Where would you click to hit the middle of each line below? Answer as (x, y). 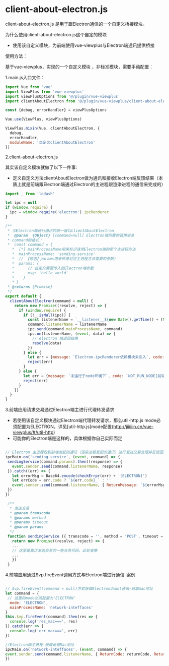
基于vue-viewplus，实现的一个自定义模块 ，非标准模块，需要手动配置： (79, 67)
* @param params (27, 527)
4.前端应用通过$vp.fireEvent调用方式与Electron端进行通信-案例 (70, 575)
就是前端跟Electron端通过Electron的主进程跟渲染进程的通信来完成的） (94, 184)
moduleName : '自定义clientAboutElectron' (53, 142)
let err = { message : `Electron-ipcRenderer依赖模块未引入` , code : (96, 357)
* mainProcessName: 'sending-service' (54, 254)
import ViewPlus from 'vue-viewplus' (45, 92)
